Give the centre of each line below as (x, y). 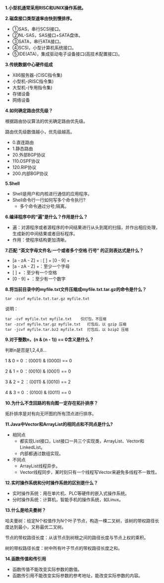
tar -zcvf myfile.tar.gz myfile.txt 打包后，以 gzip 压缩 (66, 324)
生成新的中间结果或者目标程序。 (45, 233)
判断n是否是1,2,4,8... (26, 350)
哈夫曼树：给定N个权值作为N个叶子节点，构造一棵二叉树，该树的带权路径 (80, 521)
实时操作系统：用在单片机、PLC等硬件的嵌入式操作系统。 (71, 493)
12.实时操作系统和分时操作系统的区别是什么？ (52, 483)
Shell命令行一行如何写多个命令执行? (49, 200)
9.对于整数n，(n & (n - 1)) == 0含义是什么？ (50, 339)
